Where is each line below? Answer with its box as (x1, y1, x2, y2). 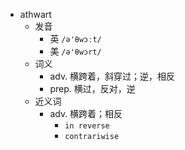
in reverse (64, 121, 110, 131)
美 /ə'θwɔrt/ (49, 45, 102, 57)
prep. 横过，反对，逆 (49, 83, 136, 94)
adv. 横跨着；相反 (49, 108, 123, 119)
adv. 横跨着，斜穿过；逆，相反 (49, 70, 176, 82)
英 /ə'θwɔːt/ (49, 33, 102, 44)
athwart (19, 9, 52, 20)
